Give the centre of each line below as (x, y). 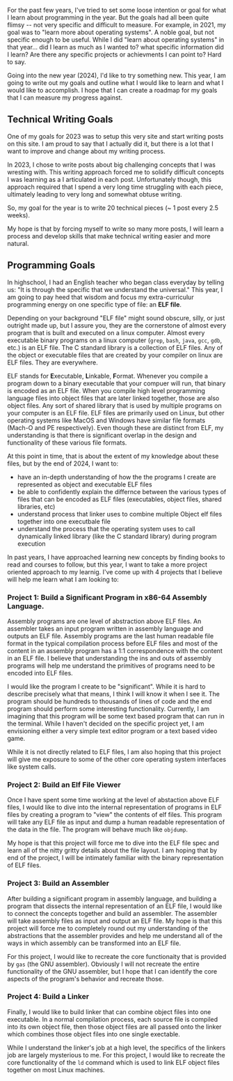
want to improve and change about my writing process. (86, 151)
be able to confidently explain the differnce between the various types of (122, 491)
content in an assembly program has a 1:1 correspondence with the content (115, 650)
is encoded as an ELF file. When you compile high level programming (106, 390)
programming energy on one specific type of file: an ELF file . (95, 304)
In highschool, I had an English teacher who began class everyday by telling (116, 282)
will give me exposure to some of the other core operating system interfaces (117, 759)
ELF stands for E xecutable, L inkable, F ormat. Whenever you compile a (108, 376)
